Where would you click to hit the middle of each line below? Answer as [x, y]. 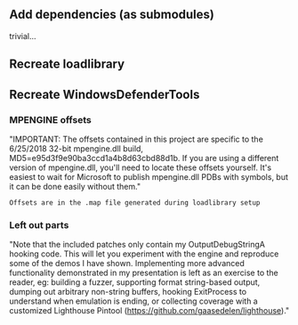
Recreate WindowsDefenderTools [105, 94]
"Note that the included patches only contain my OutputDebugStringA [137, 245]
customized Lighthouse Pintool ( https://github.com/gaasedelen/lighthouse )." [149, 311]
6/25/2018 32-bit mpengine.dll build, [77, 148]
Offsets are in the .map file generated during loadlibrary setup [135, 203]
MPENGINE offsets [50, 119]
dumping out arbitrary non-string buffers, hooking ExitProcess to [128, 292]
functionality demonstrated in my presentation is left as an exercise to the [144, 273]
